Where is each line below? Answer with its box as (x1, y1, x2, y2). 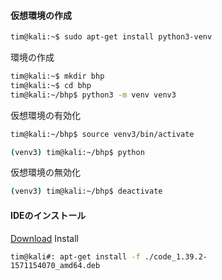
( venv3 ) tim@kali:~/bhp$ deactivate (10, 186, 163, 197)
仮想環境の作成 (10, 9, 72, 21)
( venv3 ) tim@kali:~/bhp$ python (10, 147, 145, 157)
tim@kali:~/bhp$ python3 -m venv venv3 (10, 90, 177, 100)
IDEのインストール (10, 209, 87, 221)
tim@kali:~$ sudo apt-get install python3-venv (10, 32, 213, 42)
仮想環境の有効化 (10, 109, 81, 121)
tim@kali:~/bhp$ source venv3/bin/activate (10, 129, 195, 139)
